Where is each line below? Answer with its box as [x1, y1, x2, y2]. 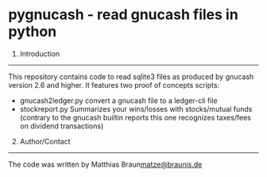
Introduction [19, 49, 60, 58]
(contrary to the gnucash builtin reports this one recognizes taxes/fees [19, 112, 252, 122]
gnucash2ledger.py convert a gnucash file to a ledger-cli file [19, 96, 218, 105]
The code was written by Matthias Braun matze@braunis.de [8, 159, 203, 169]
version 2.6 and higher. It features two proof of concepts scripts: [8, 80, 220, 89]
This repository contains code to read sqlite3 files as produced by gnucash [8, 72, 254, 81]
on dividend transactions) [19, 121, 104, 131]
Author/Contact [19, 136, 71, 146]
